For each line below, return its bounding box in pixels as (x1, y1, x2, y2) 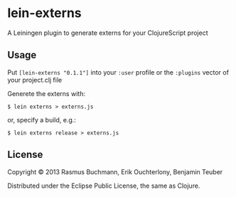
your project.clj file (7, 75, 63, 84)
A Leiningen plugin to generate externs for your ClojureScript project (7, 28, 208, 37)
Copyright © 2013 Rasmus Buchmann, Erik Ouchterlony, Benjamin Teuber (7, 167, 223, 176)
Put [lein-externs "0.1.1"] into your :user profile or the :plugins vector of (7, 68, 230, 76)
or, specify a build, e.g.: (7, 115, 77, 124)
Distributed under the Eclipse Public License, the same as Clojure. (7, 181, 200, 190)
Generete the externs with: (7, 89, 85, 97)
